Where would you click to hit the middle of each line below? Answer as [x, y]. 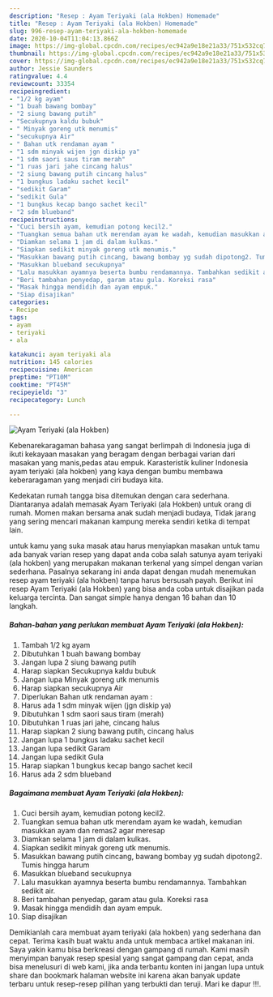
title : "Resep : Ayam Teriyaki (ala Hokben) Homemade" [104, 24]
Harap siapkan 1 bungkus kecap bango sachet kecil [107, 766]
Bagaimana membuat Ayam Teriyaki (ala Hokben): [97, 793]
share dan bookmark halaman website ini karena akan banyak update [125, 976]
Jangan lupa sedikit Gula [62, 757]
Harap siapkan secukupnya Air [72, 688]
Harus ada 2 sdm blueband [66, 774]
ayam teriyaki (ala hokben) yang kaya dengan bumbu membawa [116, 472]
